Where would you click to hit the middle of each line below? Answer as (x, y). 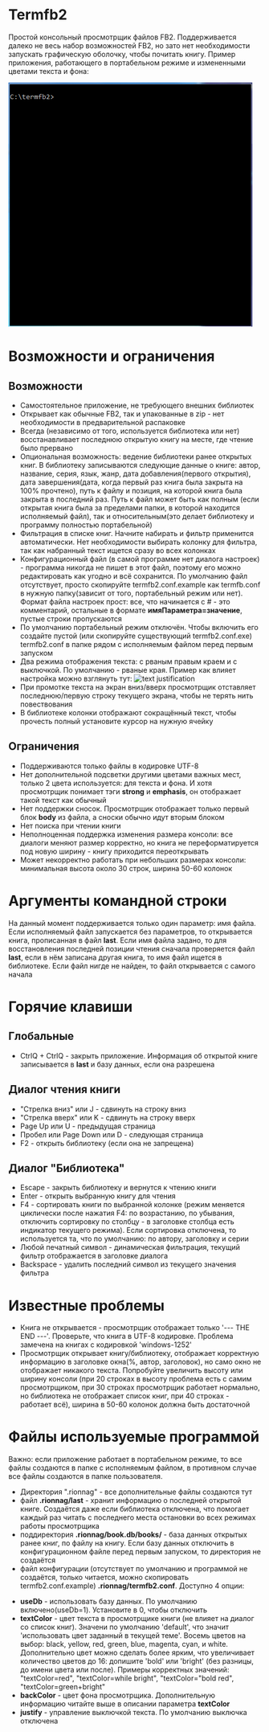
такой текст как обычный (63, 800)
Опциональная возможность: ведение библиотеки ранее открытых (136, 457)
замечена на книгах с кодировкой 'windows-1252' (106, 1345)
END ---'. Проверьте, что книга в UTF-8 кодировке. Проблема (126, 1337)
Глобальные (41, 1036)
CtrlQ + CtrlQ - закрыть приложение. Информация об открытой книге (139, 1055)
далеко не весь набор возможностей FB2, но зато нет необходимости (129, 45)
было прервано (47, 448)
